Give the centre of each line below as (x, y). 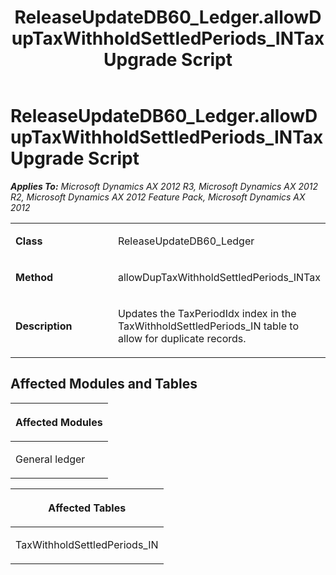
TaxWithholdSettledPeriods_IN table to (208, 326)
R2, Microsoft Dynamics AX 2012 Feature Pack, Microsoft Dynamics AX (158, 197)
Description (44, 326)
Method (34, 277)
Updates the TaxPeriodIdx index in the (207, 313)
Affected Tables (87, 508)
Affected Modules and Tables (104, 384)
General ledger (50, 459)
